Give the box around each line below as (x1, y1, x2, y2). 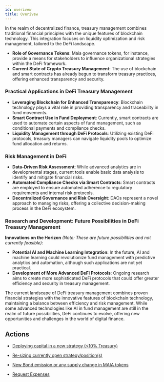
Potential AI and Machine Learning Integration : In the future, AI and (12, 249, 150, 255)
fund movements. (12, 109, 48, 115)
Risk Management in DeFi (5, 153, 67, 160)
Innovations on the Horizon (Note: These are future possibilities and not (5, 235, 151, 241)
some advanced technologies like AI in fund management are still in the (5, 305, 149, 311)
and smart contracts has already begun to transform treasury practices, (12, 71, 157, 77)
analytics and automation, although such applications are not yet (12, 260, 143, 266)
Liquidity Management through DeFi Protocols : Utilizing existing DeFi (12, 130, 154, 136)
